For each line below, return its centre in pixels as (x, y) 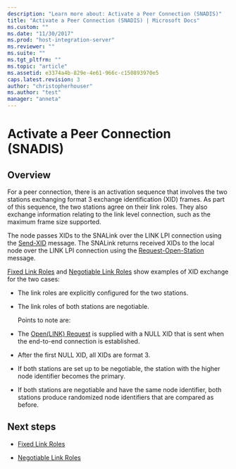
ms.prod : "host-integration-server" (61, 40)
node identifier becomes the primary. (71, 376)
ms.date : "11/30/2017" (41, 33)
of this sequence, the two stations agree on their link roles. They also (107, 207)
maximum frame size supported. (54, 222)
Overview (29, 175)
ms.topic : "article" (38, 66)
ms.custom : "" (28, 27)
